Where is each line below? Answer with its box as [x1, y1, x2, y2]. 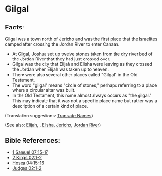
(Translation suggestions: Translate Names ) [5, 113, 93, 118]
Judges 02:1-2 [12, 165, 42, 171]
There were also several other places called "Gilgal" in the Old [12, 72, 138, 77]
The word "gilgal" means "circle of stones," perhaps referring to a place [12, 82, 157, 88]
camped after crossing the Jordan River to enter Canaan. [5, 41, 120, 47]
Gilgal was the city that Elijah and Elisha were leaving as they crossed [12, 61, 153, 67]
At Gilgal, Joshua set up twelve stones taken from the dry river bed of [12, 51, 153, 57]
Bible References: [5, 136, 60, 145]
